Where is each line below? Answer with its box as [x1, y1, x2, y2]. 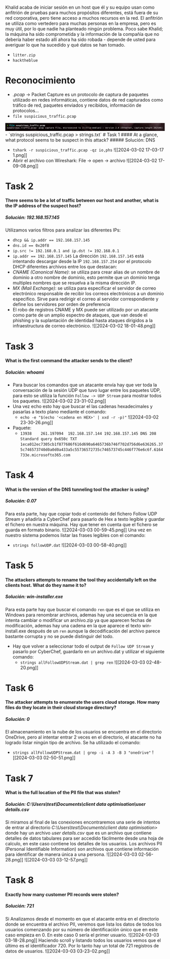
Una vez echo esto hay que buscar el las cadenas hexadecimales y [12, 403, 153, 409]
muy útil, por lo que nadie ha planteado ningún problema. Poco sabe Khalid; [5, 26, 163, 32]
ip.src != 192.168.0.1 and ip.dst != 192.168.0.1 [12, 249, 120, 254]
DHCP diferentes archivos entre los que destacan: [12, 264, 117, 270]
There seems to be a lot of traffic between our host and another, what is [5, 197, 159, 204]
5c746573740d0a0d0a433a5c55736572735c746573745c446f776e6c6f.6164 [20, 447, 163, 452]
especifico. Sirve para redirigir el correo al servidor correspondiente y [12, 296, 158, 302]
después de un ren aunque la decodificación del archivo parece [27, 628, 160, 634]
